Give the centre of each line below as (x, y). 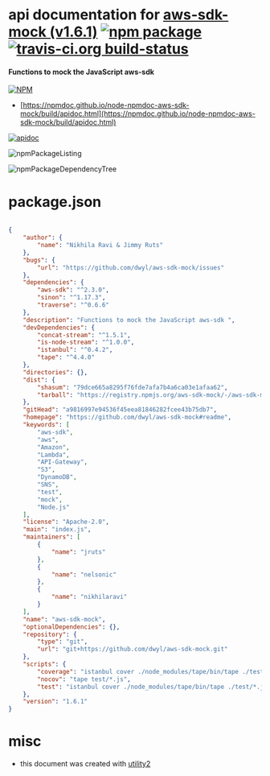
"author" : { (43, 238)
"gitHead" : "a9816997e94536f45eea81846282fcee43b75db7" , (120, 410)
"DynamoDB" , (57, 477)
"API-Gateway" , (63, 462)
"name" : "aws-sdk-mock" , (64, 619)
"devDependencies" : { (59, 328)
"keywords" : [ (46, 425)
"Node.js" (53, 507)
